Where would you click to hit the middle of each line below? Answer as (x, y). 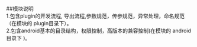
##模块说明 (20, 9)
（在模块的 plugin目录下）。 (39, 23)
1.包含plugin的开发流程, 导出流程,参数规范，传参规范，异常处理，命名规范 (96, 16)
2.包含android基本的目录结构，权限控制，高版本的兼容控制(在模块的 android (98, 31)
